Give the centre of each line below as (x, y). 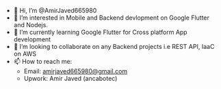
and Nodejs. (30, 25)
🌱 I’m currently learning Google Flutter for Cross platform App (100, 32)
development (32, 39)
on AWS (25, 54)
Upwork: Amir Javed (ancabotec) (70, 78)
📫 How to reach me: (43, 61)
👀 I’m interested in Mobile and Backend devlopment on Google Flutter (112, 18)
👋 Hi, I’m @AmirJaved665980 (55, 11)
